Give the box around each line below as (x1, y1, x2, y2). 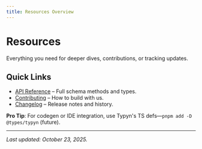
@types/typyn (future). (6, 118, 61, 126)
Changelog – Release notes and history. (14, 100, 114, 108)
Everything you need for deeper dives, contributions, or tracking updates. (6, 55, 188, 62)
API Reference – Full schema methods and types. (14, 88, 137, 95)
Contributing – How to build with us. (14, 94, 104, 102)
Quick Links (6, 71, 52, 82)
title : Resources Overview (6, 8, 74, 15)
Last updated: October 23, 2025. (6, 136, 88, 143)
